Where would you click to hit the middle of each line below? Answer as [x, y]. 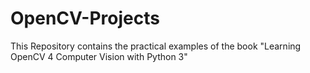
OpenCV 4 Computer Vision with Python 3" [99, 56]
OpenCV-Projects [85, 18]
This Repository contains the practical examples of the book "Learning [156, 46]
